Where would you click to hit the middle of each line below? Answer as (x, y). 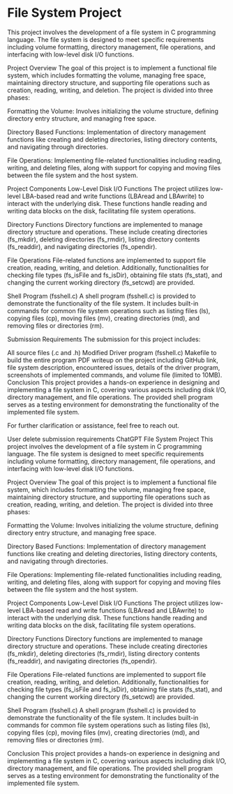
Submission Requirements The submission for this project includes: (104, 339)
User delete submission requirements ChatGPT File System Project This (110, 439)
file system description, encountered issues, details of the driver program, (114, 367)
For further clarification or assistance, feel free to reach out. (93, 425)
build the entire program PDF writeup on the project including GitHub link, (113, 360)
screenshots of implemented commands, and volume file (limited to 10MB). (115, 375)
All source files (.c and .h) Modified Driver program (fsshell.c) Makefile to (112, 352)
